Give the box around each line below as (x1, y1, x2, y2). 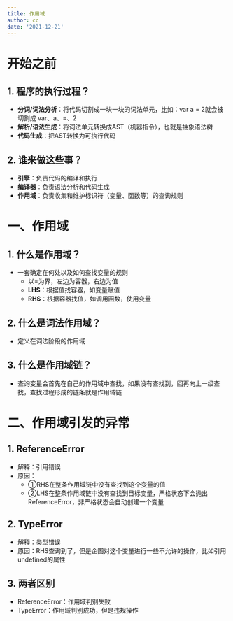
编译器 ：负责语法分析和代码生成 (17, 183, 110, 191)
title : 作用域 (7, 10, 45, 17)
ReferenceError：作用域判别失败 (17, 597, 111, 606)
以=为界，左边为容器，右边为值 (27, 277, 118, 285)
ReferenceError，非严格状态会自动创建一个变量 (27, 497, 164, 506)
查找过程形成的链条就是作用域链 (29, 387, 122, 396)
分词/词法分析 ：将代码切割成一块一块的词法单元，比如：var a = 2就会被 (17, 106, 224, 114)
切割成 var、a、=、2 (17, 114, 77, 122)
